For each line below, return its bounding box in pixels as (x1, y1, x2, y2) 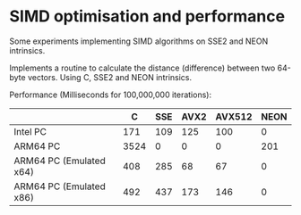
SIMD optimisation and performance (9, 6, 285, 27)
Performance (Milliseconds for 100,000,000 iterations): (9, 89, 212, 100)
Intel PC (13, 125, 47, 137)
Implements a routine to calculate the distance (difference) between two (9, 62, 276, 73)
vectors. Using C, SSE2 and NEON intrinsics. (27, 71, 193, 82)
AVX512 (215, 110, 253, 122)
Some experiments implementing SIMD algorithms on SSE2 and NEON (9, 36, 269, 46)
